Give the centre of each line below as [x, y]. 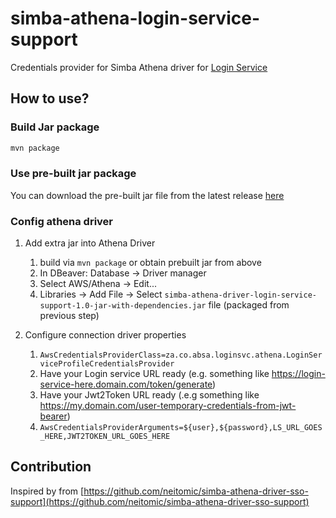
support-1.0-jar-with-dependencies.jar [123, 306]
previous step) [69, 316]
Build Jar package [55, 127]
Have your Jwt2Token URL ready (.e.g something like [149, 395]
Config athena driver [62, 221]
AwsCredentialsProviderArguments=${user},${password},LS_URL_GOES [181, 428]
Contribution [51, 467]
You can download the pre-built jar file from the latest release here [147, 195]
